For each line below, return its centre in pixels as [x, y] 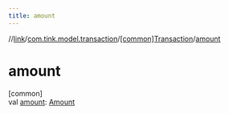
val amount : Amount [42, 102]
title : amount [32, 16]
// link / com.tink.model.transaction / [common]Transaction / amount [115, 39]
